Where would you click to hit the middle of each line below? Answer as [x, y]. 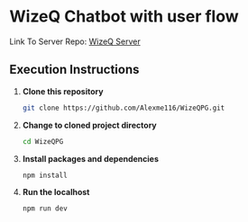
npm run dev [45, 209]
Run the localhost [56, 192]
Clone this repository [63, 91]
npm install [45, 175]
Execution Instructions [74, 70]
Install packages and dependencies [91, 158]
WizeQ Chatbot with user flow [124, 17]
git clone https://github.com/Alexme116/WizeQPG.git [124, 108]
